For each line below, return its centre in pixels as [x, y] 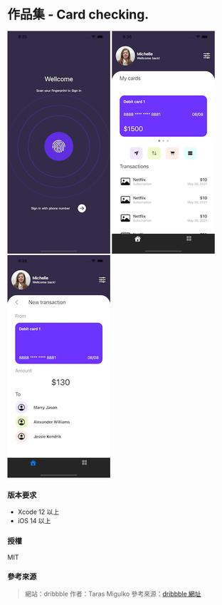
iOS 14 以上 [34, 521]
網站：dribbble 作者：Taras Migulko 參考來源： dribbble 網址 [113, 594]
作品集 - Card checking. [78, 15]
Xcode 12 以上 [38, 512]
